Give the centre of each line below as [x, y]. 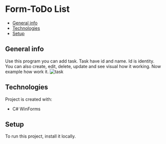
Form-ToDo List [37, 9]
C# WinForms [26, 109]
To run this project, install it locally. [40, 136]
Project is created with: [29, 99]
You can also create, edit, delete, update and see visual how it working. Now [83, 66]
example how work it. [27, 72]
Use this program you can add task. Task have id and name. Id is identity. [80, 61]
